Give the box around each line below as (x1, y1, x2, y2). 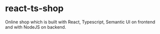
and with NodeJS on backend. (5, 24, 66, 30)
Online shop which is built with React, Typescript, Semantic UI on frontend (5, 19, 156, 25)
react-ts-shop (5, 3, 64, 14)
